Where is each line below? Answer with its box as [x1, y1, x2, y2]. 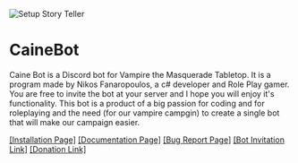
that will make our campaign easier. [9, 116, 140, 127]
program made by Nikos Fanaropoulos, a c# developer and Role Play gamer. [9, 79, 290, 90]
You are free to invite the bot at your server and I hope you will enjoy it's [9, 88, 275, 99]
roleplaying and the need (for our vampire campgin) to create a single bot [9, 107, 280, 118]
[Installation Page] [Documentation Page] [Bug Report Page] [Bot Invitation [9, 134, 285, 145]
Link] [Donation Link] [9, 143, 87, 154]
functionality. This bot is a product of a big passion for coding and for [9, 98, 266, 108]
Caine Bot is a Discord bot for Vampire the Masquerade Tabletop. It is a [9, 69, 271, 80]
